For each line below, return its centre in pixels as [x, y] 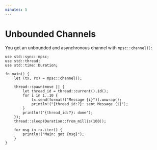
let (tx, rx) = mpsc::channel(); [48, 78]
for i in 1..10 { [40, 95]
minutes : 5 [16, 10]
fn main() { [17, 74]
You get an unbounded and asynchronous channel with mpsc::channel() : [78, 48]
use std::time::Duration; [31, 65]
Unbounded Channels [51, 34]
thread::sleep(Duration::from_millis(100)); [60, 121]
